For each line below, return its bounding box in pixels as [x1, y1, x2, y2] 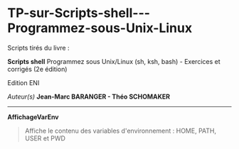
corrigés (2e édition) [7, 65, 68, 73]
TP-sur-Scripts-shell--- [7, 5, 151, 21]
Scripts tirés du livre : [7, 43, 70, 52]
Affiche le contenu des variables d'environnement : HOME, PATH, [24, 126, 217, 135]
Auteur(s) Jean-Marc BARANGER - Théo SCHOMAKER [7, 92, 171, 101]
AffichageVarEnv [7, 112, 59, 121]
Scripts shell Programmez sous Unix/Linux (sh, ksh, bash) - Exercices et [7, 57, 221, 65]
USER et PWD [24, 133, 66, 143]
